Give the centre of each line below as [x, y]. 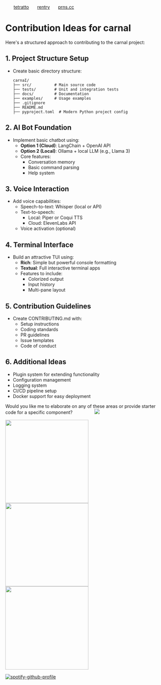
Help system [41, 173]
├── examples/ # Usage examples [52, 98]
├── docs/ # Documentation [51, 94]
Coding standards [39, 329]
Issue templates [37, 340]
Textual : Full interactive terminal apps [60, 268]
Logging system [30, 385]
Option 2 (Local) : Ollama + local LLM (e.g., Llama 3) [75, 151]
